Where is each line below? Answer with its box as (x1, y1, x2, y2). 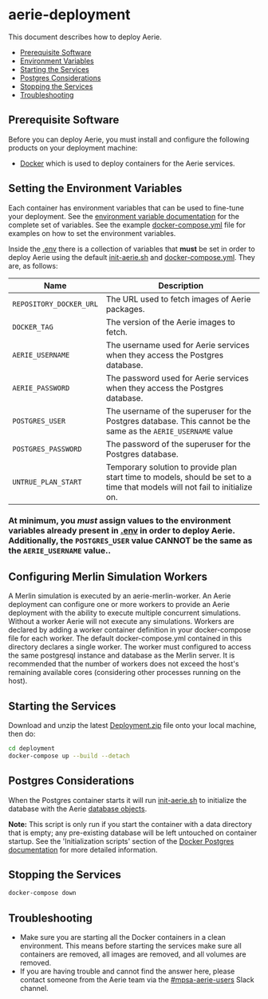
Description (158, 280, 204, 291)
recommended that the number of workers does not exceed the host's (8, 659, 239, 669)
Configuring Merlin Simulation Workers (8, 569, 207, 583)
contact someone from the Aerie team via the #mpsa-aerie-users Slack (19, 975, 254, 985)
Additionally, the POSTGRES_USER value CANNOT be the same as (8, 535, 253, 546)
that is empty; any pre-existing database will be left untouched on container (8, 828, 258, 837)
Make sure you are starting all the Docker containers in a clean (19, 933, 226, 942)
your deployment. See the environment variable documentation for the (8, 211, 239, 221)
